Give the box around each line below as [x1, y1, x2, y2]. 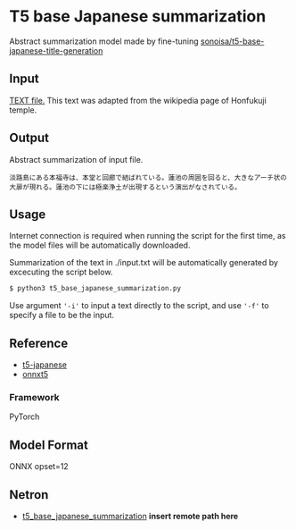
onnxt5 [21, 369, 49, 380]
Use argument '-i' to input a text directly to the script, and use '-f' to [9, 300, 269, 311]
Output [9, 130, 49, 146]
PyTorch [9, 411, 40, 422]
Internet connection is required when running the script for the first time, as [9, 231, 286, 241]
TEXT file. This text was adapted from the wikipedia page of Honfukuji [9, 95, 267, 105]
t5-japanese [21, 359, 67, 370]
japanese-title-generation [9, 45, 103, 55]
